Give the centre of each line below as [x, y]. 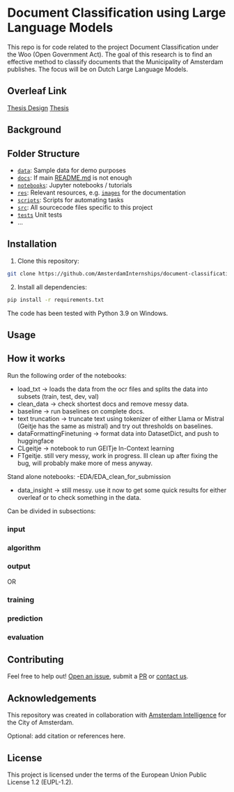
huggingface [36, 441]
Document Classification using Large [117, 13]
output [19, 566]
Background [34, 130]
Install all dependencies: [52, 287]
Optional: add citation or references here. [66, 736]
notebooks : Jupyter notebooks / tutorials [75, 185]
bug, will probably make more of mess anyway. [85, 463]
